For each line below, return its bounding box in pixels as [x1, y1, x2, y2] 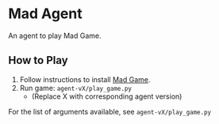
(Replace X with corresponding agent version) [31, 92, 182, 101]
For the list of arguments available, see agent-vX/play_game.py [8, 107, 212, 116]
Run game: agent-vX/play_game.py [19, 83, 133, 92]
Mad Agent [8, 5, 83, 23]
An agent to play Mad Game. [8, 31, 102, 40]
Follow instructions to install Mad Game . [19, 74, 151, 84]
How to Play [8, 54, 69, 67]
